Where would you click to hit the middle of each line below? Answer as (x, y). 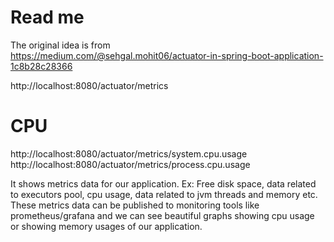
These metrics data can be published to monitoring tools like (135, 205)
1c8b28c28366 (41, 66)
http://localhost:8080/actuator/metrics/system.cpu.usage (129, 153)
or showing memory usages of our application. (106, 226)
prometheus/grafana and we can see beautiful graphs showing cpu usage (162, 215)
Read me (47, 17)
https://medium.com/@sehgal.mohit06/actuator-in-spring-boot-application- (167, 55)
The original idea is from (60, 45)
